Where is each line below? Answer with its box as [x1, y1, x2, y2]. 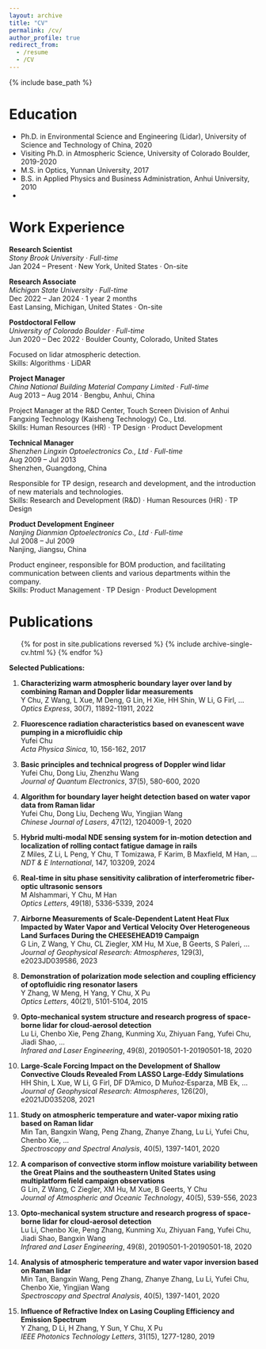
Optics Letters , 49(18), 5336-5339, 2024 [20, 898, 154, 908]
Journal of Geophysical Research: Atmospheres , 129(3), [20, 947, 204, 956]
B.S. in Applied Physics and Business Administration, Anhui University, [20, 174, 250, 183]
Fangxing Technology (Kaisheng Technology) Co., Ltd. [9, 414, 187, 423]
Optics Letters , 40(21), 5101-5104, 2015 [20, 996, 149, 1006]
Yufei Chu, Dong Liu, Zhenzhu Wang [20, 768, 139, 777]
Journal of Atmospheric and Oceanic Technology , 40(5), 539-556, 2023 [20, 1193, 257, 1202]
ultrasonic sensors [39, 881, 103, 891]
